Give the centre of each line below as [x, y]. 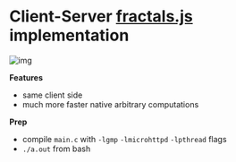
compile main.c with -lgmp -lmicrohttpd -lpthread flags [124, 139]
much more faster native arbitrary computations [110, 104]
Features [26, 77]
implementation [69, 35]
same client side [52, 95]
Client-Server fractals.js [101, 17]
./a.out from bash [56, 149]
